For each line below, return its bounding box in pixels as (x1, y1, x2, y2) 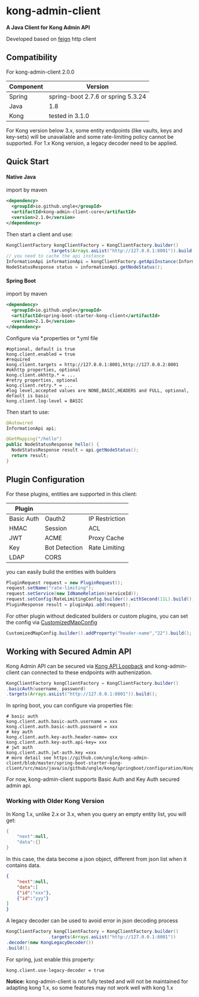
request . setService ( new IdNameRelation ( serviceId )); (6, 590, 139, 597)
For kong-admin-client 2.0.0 (6, 68, 75, 75)
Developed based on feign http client (6, 35, 97, 42)
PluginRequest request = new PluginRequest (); (6, 580, 123, 586)
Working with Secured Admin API (6, 647, 131, 657)
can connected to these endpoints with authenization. (20, 669, 152, 676)
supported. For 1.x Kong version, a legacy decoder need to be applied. (6, 139, 178, 147)
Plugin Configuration (6, 475, 85, 485)
